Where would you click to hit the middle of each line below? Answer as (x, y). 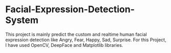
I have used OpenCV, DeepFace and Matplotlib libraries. (64, 45)
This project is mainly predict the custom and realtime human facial (76, 34)
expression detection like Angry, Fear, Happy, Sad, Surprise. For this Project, (86, 40)
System (22, 20)
